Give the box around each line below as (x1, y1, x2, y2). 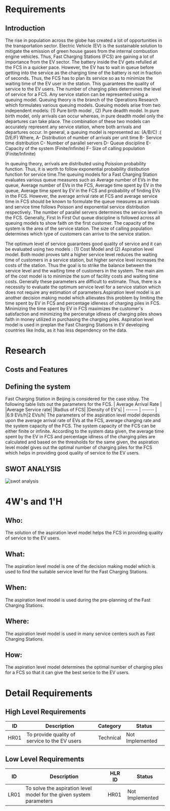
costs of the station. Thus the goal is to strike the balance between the (5, 262, 152, 268)
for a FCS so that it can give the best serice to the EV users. (5, 670, 130, 676)
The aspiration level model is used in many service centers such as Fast (5, 630, 155, 637)
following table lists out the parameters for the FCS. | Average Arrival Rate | (5, 401, 162, 407)
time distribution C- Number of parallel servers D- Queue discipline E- (5, 140, 151, 146)
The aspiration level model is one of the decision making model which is (5, 563, 155, 569)
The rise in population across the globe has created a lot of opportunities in (5, 37, 162, 43)
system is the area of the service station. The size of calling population (5, 225, 153, 231)
